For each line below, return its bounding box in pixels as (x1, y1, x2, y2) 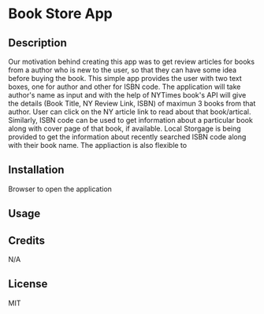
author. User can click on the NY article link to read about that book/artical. (8, 107, 251, 116)
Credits (8, 234, 46, 247)
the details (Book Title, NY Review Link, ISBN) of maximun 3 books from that (8, 99, 256, 108)
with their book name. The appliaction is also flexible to (8, 141, 188, 150)
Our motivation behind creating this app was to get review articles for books (8, 57, 255, 66)
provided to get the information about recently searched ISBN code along (8, 132, 247, 142)
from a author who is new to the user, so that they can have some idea (8, 65, 237, 75)
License (8, 277, 48, 291)
